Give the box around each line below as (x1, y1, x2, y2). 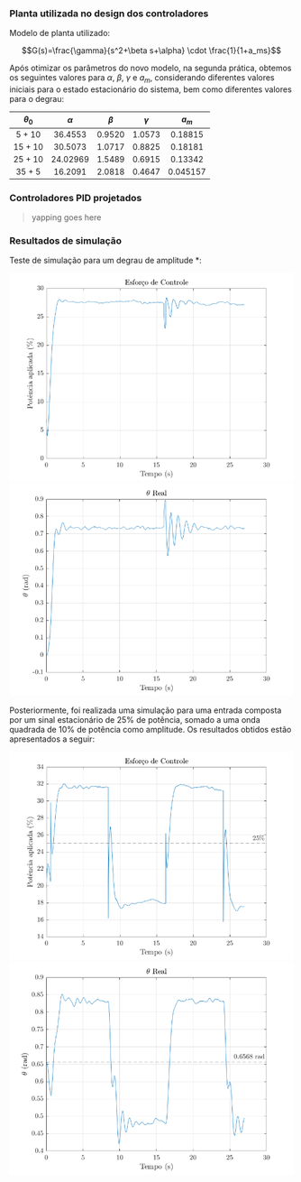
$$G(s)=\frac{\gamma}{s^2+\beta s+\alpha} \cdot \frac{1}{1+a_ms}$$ (21, 45, 282, 56)
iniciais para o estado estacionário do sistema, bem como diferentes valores (9, 84, 293, 95)
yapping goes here (31, 212, 102, 223)
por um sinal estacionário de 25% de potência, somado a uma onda (9, 715, 260, 725)
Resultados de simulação (9, 235, 123, 247)
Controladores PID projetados (9, 191, 142, 204)
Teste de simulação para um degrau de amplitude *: (9, 255, 203, 266)
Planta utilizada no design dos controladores (9, 7, 209, 20)
